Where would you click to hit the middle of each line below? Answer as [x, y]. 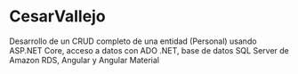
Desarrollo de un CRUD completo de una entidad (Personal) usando [133, 41]
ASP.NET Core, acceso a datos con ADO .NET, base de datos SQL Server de [149, 50]
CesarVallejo [57, 16]
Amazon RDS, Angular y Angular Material [85, 60]
